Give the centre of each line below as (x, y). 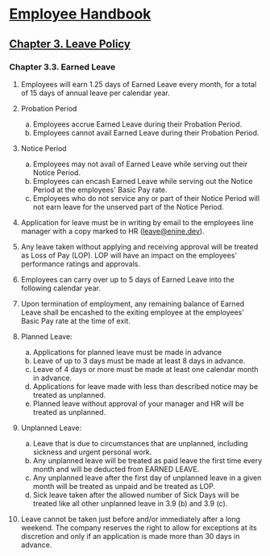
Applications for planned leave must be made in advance (127, 352)
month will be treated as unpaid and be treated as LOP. (124, 486)
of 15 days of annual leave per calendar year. (95, 93)
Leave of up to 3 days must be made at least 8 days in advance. (139, 361)
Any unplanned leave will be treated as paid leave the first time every (147, 460)
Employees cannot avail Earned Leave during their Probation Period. (146, 132)
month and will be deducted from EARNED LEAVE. (116, 469)
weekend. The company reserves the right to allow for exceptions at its (139, 527)
